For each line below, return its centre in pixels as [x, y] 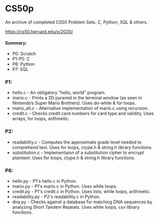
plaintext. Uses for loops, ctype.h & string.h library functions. [74, 158]
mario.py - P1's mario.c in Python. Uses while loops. [65, 186]
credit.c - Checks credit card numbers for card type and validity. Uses [83, 114]
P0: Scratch [24, 54]
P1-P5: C [21, 59]
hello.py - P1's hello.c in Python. [44, 181]
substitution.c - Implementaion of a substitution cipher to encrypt [78, 152]
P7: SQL [20, 70]
